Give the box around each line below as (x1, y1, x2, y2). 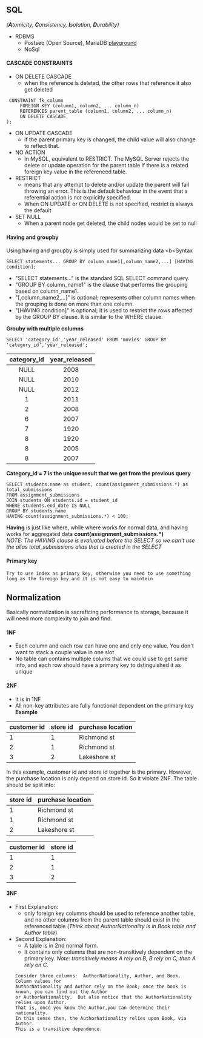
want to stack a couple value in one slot (15, 649, 115, 656)
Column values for (15, 978, 62, 984)
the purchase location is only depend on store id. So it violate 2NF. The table (6, 774, 198, 782)
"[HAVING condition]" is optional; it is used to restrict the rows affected (15, 307, 193, 314)
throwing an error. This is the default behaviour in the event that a (24, 187, 188, 195)
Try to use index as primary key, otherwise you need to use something (6, 571, 191, 577)
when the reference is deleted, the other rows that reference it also (24, 79, 191, 87)
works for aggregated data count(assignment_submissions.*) (6, 531, 164, 538)
